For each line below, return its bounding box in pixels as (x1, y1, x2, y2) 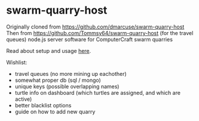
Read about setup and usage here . (6, 47, 91, 54)
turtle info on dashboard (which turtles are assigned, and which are (14, 89, 181, 96)
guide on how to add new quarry (14, 108, 96, 115)
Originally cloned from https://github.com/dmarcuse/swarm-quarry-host (6, 23, 185, 30)
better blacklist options (14, 101, 72, 109)
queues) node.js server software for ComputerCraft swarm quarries (6, 36, 173, 43)
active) (14, 95, 32, 103)
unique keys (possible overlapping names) (14, 82, 120, 90)
